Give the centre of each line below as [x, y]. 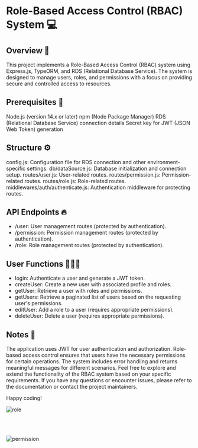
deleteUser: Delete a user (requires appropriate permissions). [89, 316]
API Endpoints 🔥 [36, 212]
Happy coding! [24, 398]
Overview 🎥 [28, 51]
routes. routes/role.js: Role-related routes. [75, 181]
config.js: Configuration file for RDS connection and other [76, 162]
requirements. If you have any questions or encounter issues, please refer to [99, 380]
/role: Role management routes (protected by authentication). [89, 245]
